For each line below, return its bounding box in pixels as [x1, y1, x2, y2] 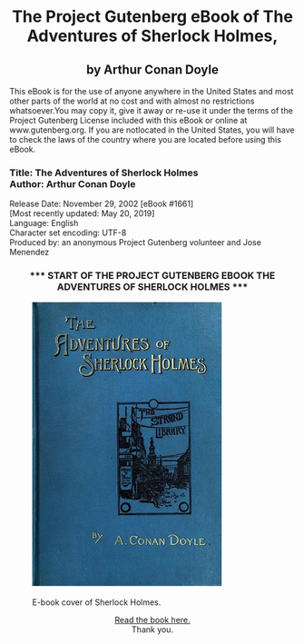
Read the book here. [114, 614, 191, 625]
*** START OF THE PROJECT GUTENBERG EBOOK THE [29, 270, 276, 282]
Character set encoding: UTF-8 [9, 227, 127, 238]
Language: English [9, 218, 79, 229]
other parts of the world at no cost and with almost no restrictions [9, 95, 255, 106]
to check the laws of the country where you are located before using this [9, 134, 281, 144]
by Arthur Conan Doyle [85, 62, 220, 77]
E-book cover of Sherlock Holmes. [32, 597, 162, 608]
